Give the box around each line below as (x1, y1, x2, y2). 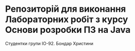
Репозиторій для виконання (5, 3, 126, 15)
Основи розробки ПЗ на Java (5, 25, 131, 35)
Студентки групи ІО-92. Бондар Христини (5, 40, 94, 46)
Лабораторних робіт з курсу (5, 14, 129, 25)
